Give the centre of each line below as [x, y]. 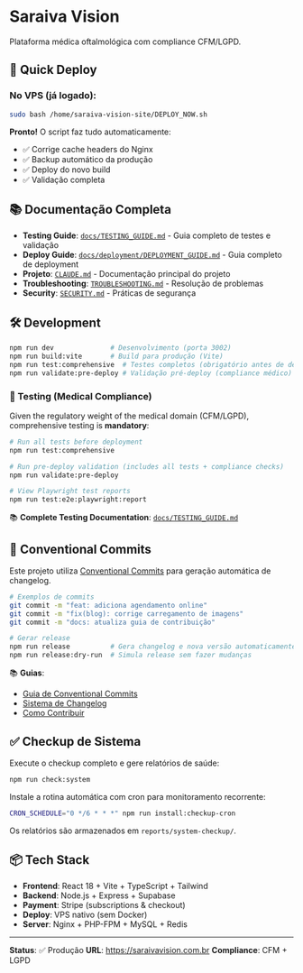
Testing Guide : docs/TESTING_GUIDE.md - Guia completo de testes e [147, 235]
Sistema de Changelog [64, 703]
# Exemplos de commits [52, 597]
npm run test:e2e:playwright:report [78, 500]
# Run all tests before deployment [76, 442]
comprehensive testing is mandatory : [79, 425]
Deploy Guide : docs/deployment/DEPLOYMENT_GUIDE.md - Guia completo [152, 255]
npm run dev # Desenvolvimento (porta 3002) [120, 348]
